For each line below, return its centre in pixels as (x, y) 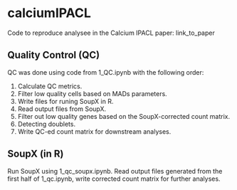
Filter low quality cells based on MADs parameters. (92, 93)
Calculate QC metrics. (50, 86)
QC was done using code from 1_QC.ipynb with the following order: (106, 72)
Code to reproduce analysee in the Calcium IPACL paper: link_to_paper (111, 33)
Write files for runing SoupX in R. (65, 101)
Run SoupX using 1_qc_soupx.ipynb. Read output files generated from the (115, 171)
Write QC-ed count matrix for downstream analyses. (94, 131)
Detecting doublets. (47, 124)
